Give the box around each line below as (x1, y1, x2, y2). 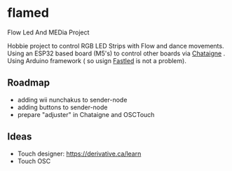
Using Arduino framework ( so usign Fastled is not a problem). (7, 56, 187, 64)
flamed (7, 5, 49, 21)
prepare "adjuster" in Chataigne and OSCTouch (17, 110, 155, 118)
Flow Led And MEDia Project (7, 28, 90, 36)
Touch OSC (17, 156, 51, 165)
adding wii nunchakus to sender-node (17, 95, 128, 104)
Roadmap (7, 77, 50, 89)
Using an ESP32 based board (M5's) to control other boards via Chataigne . (7, 49, 226, 57)
